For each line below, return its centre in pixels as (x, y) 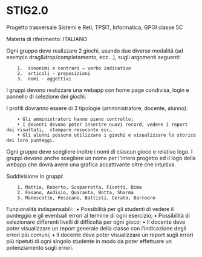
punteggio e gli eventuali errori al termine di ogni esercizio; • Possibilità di (98, 215)
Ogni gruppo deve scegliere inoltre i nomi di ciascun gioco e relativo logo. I (99, 151)
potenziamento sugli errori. (40, 247)
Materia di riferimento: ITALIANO (47, 39)
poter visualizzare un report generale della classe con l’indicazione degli (96, 228)
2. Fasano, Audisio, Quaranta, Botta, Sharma (76, 192)
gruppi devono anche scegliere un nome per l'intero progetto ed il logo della (101, 158)
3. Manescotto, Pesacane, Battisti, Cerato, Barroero (86, 198)
